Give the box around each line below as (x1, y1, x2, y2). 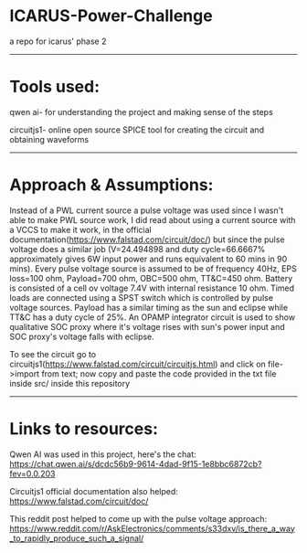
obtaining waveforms (9, 133, 90, 144)
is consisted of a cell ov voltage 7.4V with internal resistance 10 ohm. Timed (9, 282, 295, 293)
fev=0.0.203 (9, 468, 56, 479)
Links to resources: (9, 419, 158, 439)
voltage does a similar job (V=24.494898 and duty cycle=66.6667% (9, 243, 266, 254)
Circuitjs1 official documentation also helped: (9, 485, 178, 496)
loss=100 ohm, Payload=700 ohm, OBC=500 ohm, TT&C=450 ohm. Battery (9, 272, 293, 283)
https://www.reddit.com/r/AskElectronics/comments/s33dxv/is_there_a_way (9, 523, 295, 534)
